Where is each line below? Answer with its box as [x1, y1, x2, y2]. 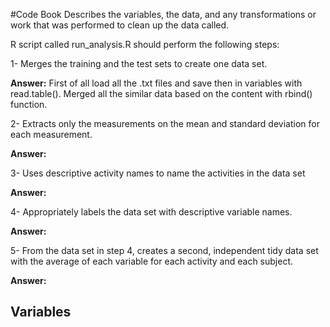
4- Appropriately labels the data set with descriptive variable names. [10, 206, 293, 218]
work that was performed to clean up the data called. [10, 19, 230, 31]
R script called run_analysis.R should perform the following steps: [10, 39, 280, 50]
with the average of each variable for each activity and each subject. [10, 255, 294, 267]
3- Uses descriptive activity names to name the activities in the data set [10, 167, 306, 179]
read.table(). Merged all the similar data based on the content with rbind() [10, 88, 313, 99]
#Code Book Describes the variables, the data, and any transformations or [10, 9, 317, 20]
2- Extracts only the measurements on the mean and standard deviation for [10, 118, 320, 129]
